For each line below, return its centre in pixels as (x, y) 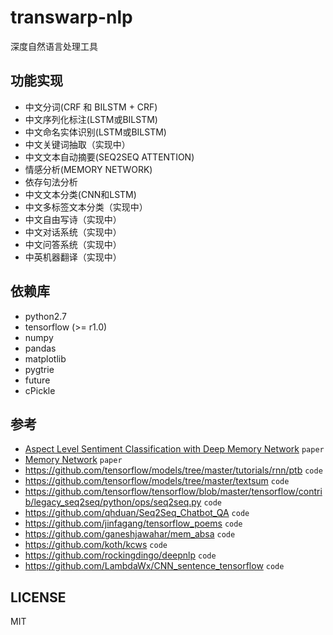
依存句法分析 (51, 182)
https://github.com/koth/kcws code (96, 545)
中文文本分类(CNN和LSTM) (80, 194)
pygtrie (39, 369)
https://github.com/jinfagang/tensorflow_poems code (133, 523)
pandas (40, 348)
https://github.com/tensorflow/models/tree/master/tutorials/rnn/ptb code (173, 470)
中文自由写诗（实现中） (73, 219)
